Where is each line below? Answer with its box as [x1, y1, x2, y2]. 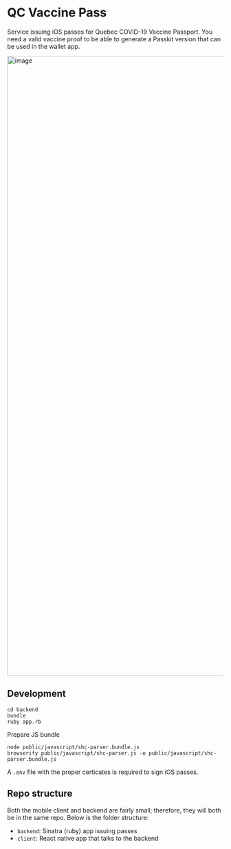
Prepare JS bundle [7, 730, 60, 738]
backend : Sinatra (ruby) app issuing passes [16, 826, 137, 835]
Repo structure [7, 788, 73, 799]
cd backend [7, 706, 38, 713]
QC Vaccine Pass [7, 5, 107, 21]
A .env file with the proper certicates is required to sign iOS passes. [7, 768, 199, 776]
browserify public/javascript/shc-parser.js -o [7, 749, 146, 757]
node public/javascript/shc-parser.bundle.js [7, 744, 140, 751]
